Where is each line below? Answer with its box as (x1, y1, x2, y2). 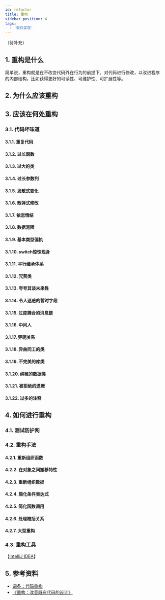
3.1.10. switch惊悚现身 (5, 248, 50, 254)
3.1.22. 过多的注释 (5, 395, 42, 401)
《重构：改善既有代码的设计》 (12, 590, 73, 596)
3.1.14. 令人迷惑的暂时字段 (5, 297, 58, 303)
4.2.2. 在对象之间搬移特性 (5, 467, 57, 473)
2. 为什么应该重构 (5, 92, 58, 100)
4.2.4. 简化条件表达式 (5, 491, 49, 497)
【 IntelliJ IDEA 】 (5, 553, 38, 560)
